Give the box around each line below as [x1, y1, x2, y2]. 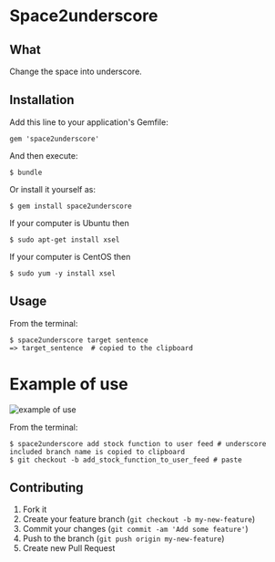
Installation [9, 92, 75, 108]
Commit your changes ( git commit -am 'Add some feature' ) [22, 524, 249, 535]
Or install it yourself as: [9, 183, 96, 194]
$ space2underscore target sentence [9, 335, 148, 345]
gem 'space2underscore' [9, 134, 100, 143]
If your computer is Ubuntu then [9, 217, 130, 228]
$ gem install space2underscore [9, 202, 132, 211]
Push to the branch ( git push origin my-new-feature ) [22, 533, 225, 544]
